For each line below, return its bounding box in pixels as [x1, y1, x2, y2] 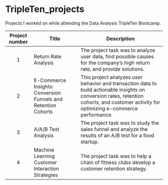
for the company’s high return [80, 59, 150, 66]
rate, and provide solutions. [80, 65, 145, 72]
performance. [80, 111, 113, 118]
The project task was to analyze [80, 47, 155, 54]
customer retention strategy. [80, 165, 147, 172]
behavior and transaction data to [80, 80, 157, 87]
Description [106, 35, 135, 42]
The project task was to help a [80, 152, 151, 159]
